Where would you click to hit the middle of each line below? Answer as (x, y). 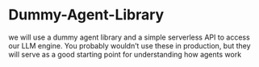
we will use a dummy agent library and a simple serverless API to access (129, 37)
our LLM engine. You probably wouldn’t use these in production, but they (130, 45)
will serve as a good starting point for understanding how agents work (125, 54)
